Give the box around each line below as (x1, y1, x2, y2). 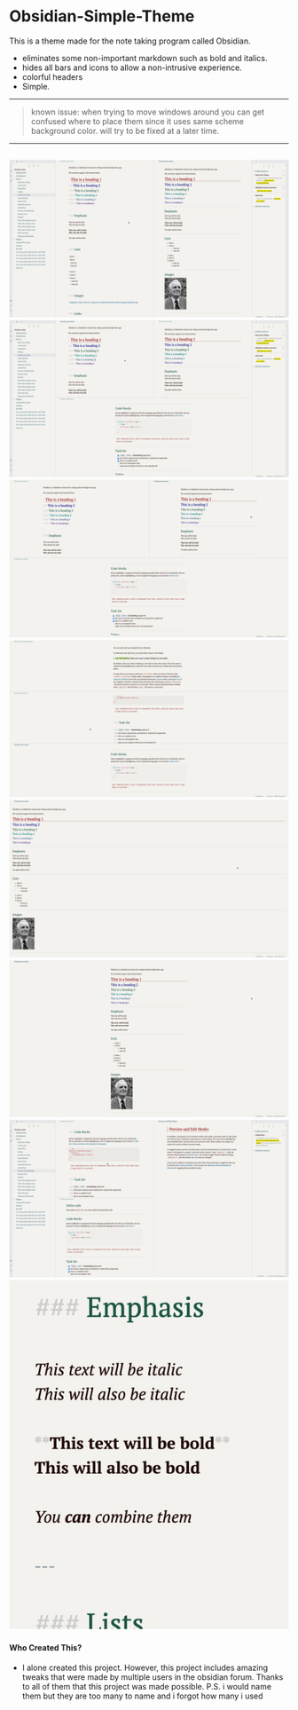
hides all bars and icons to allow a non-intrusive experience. (21, 62, 242, 73)
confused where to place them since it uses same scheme (30, 115, 245, 126)
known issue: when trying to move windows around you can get (30, 106, 264, 117)
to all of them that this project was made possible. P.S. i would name (21, 1681, 272, 1691)
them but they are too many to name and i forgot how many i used (21, 1690, 263, 1701)
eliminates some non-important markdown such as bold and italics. (21, 52, 268, 63)
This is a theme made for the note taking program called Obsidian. (9, 35, 251, 46)
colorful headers (21, 71, 83, 82)
